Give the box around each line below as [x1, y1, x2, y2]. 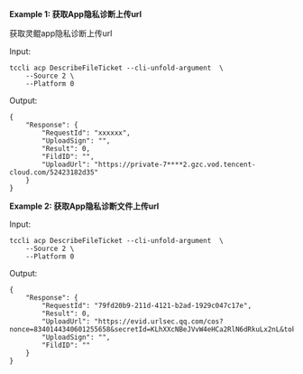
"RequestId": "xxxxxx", [41, 128, 131, 137]
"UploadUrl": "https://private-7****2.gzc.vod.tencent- [41, 160, 256, 169]
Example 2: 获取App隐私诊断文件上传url [9, 201, 160, 211]
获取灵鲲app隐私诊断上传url [9, 28, 113, 39]
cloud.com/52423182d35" [9, 168, 99, 177]
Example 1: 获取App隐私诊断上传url [9, 9, 142, 19]
